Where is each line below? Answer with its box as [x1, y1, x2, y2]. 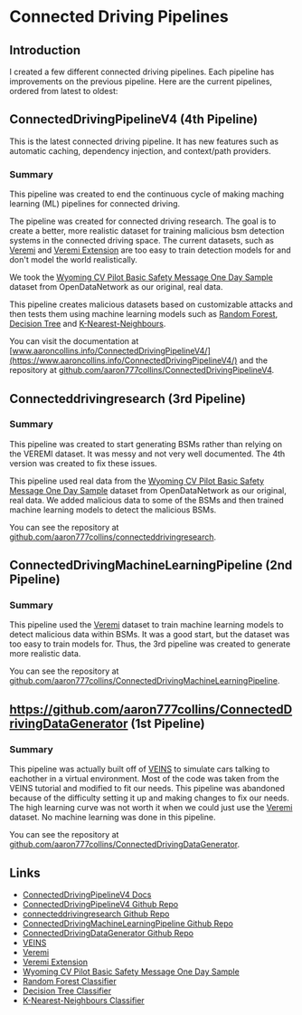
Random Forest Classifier [22, 975, 117, 986]
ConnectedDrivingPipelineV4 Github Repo [22, 898, 179, 909]
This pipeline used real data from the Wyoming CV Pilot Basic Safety [9, 475, 265, 486]
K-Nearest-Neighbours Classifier [22, 994, 145, 1006]
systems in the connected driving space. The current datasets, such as [9, 235, 274, 246]
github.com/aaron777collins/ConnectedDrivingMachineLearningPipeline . [9, 675, 280, 686]
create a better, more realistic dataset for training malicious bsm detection [9, 225, 285, 236]
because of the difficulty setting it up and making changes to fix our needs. [9, 792, 289, 803]
